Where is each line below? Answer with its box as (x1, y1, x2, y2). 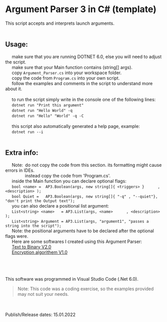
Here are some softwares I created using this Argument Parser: (12, 238, 142, 244)
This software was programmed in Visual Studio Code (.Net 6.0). (5, 276, 139, 282)
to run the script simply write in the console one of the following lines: (12, 96, 156, 102)
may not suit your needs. (17, 291, 69, 297)
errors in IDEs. (5, 167, 35, 173)
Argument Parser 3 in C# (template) (5, 4, 157, 15)
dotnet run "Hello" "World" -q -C (12, 113, 84, 118)
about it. (5, 86, 23, 92)
